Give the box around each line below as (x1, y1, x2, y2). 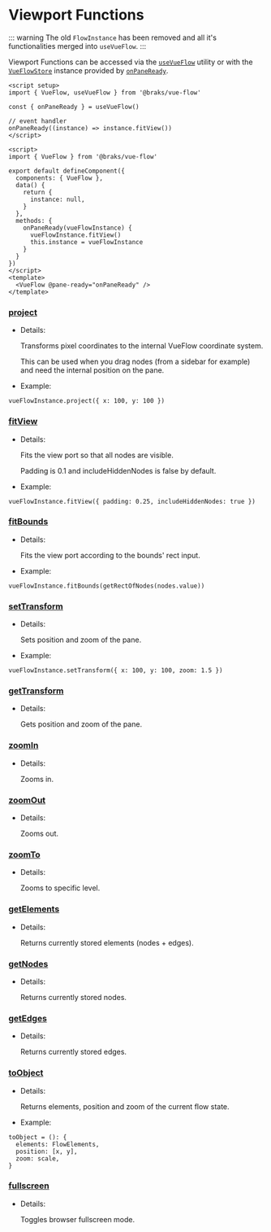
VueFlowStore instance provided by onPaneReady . (8, 65, 169, 75)
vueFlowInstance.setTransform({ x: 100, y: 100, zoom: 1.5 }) (8, 666, 223, 675)
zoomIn (8, 740, 39, 751)
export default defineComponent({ (8, 167, 126, 175)
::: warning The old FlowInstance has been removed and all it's (8, 33, 217, 42)
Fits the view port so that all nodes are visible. (19, 450, 174, 460)
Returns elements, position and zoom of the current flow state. (19, 1101, 230, 1112)
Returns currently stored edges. (19, 1047, 127, 1057)
